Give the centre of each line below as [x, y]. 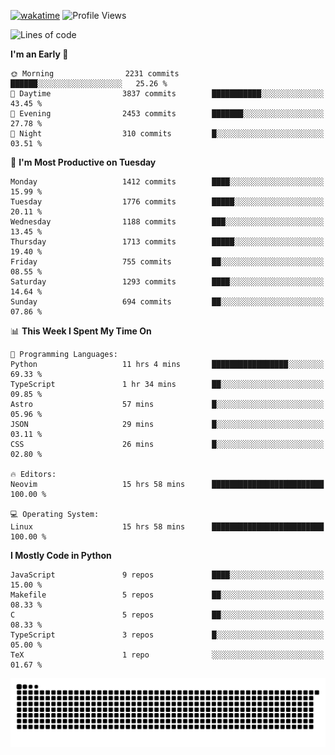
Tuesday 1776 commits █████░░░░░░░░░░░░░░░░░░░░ [167, 202]
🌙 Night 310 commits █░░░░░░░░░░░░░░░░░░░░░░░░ [167, 134]
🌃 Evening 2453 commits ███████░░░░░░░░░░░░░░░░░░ [167, 114]
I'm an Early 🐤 [39, 54]
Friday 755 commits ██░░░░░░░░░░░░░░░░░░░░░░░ [167, 262]
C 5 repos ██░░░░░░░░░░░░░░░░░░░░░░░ [167, 615]
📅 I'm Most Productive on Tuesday [83, 162]
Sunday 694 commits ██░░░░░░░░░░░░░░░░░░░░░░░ [167, 302]
